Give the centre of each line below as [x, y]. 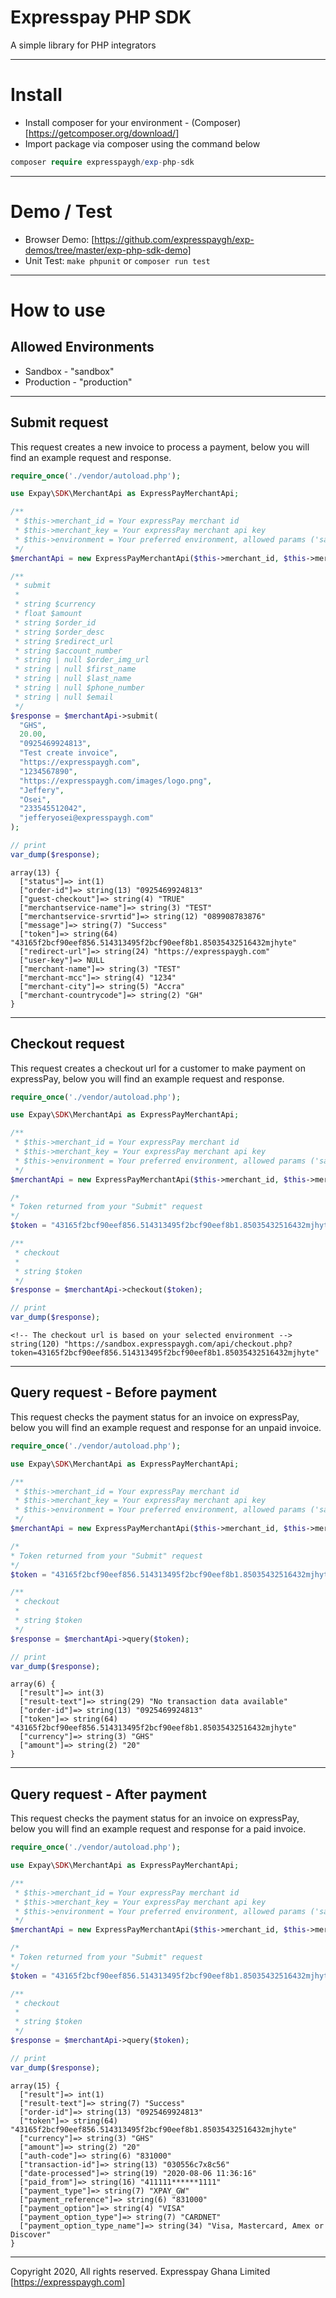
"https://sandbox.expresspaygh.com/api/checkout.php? [178, 1344]
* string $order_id [55, 622]
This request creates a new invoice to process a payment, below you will [160, 447]
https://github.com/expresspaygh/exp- [174, 239]
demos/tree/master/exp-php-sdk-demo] [108, 250]
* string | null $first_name [75, 669]
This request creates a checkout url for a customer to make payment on [158, 1068]
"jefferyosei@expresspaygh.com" [87, 818]
